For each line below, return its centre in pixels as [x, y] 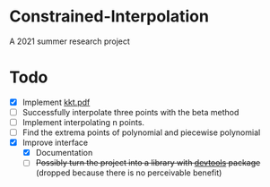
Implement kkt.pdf [56, 102]
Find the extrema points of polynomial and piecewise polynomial [141, 132]
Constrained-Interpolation [109, 17]
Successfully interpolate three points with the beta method [131, 112]
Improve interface [55, 143]
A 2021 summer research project [70, 41]
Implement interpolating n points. [83, 122]
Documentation [64, 153]
